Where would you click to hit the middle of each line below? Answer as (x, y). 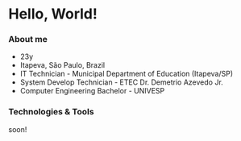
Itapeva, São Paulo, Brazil (62, 65)
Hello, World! (53, 14)
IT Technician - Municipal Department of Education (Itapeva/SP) (127, 74)
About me (28, 39)
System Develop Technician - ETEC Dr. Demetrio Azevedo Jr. (121, 82)
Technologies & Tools (51, 112)
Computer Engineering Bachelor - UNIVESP (92, 91)
